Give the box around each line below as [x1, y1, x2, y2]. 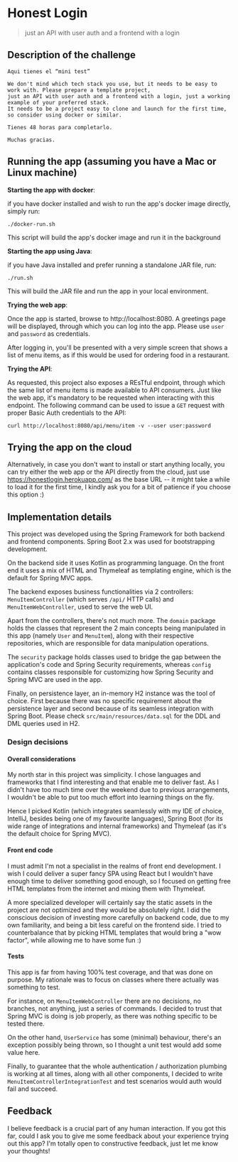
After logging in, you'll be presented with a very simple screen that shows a [7, 343, 228, 352]
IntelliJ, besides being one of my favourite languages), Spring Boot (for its [7, 815, 223, 823]
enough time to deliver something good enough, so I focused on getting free [7, 876, 231, 885]
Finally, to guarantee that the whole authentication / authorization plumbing [7, 1062, 227, 1070]
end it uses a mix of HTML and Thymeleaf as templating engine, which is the [7, 566, 232, 575]
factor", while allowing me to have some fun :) [7, 935, 142, 944]
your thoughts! [7, 1146, 50, 1155]
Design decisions [7, 737, 69, 747]
